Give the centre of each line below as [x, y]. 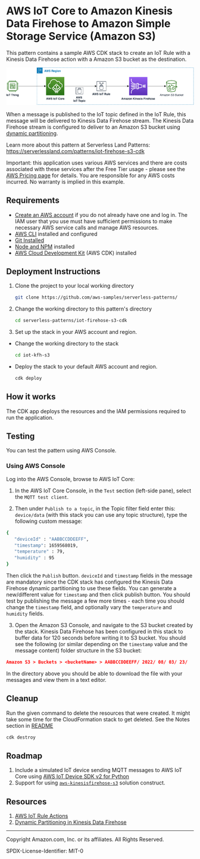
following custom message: [49, 521]
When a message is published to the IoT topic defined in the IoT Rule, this [96, 114]
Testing [21, 436]
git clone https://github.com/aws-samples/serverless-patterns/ [96, 297]
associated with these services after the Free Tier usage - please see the [96, 169]
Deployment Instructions [53, 272]
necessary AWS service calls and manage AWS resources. [87, 227]
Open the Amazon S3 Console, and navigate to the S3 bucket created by [104, 625]
